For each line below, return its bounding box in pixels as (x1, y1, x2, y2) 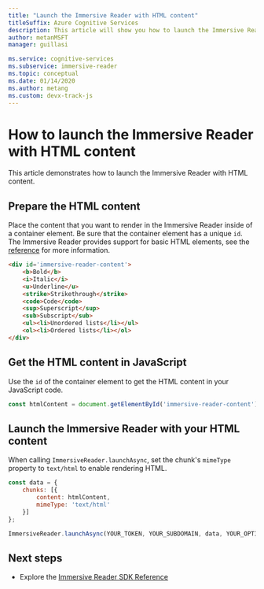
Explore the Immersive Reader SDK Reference (19, 572, 169, 582)
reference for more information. (8, 246, 110, 255)
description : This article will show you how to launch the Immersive (8, 26, 244, 34)
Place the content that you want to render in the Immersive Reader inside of (8, 220, 253, 230)
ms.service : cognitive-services (8, 55, 114, 63)
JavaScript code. (8, 385, 64, 395)
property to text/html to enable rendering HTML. (8, 464, 167, 473)
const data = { (8, 479, 58, 487)
